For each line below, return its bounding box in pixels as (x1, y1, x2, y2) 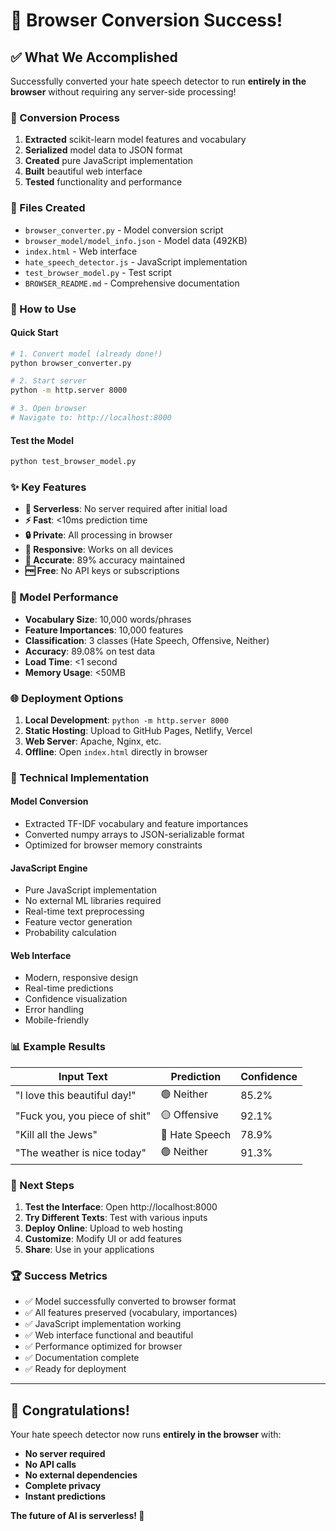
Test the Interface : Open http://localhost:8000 (24, 1201, 218, 1213)
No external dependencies (24, 1469, 138, 1481)
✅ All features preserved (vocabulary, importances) (24, 1307, 238, 1319)
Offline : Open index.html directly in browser (24, 745, 208, 758)
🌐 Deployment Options (10, 691, 124, 705)
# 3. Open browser (10, 404, 87, 414)
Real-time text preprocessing (24, 905, 145, 918)
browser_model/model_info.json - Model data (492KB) (24, 234, 248, 246)
